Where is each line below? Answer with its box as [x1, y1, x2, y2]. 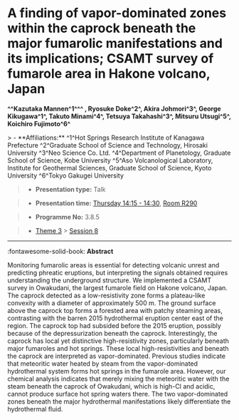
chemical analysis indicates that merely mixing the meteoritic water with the [7, 374, 230, 383]
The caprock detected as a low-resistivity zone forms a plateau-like [7, 291, 206, 299]
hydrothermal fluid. [7, 404, 63, 413]
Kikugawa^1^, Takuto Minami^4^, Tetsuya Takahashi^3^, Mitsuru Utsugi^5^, [7, 112, 231, 121]
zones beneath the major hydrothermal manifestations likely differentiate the [7, 397, 231, 406]
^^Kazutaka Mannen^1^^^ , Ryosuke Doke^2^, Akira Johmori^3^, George [7, 104, 222, 113]
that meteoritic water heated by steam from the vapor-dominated [7, 359, 198, 368]
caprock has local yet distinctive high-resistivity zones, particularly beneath [7, 337, 230, 345]
